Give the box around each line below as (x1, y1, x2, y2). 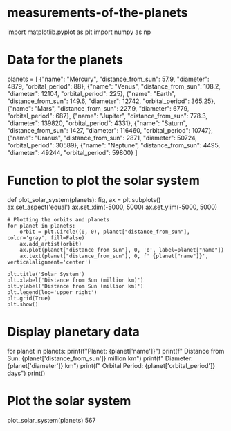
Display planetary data (7, 324, 140, 340)
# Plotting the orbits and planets (7, 216, 110, 223)
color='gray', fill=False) (7, 234, 85, 241)
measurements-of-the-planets (7, 5, 188, 21)
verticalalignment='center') (7, 258, 91, 266)
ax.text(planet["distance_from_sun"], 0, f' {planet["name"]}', (19, 253, 209, 259)
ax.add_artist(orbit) (19, 240, 82, 247)
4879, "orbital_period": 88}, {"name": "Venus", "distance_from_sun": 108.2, (7, 82, 221, 91)
